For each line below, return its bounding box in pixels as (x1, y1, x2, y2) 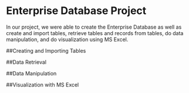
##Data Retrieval (6, 58, 47, 66)
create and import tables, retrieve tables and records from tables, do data (6, 29, 184, 36)
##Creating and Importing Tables (6, 47, 86, 54)
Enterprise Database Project (6, 4, 147, 18)
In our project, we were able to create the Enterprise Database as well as (6, 23, 182, 30)
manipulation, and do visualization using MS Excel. (6, 36, 129, 43)
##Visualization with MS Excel (6, 81, 79, 88)
